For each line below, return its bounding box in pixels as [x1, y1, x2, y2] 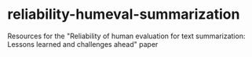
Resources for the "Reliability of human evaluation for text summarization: [7, 31, 246, 41]
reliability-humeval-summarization [7, 5, 240, 23]
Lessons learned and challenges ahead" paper [7, 39, 159, 48]
